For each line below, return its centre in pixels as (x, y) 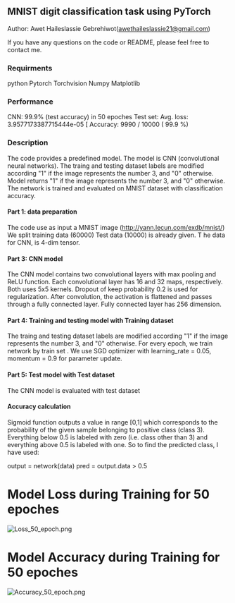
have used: (24, 452)
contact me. (25, 49)
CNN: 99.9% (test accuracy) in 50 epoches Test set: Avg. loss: (98, 117)
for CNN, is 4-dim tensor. (44, 242)
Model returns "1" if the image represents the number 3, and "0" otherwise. (116, 181)
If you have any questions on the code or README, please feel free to (108, 42)
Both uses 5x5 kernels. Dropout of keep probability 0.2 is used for (103, 289)
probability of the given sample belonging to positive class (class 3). (106, 430)
